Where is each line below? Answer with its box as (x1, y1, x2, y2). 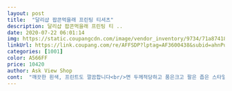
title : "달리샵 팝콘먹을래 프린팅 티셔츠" (7, 16, 114, 23)
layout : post (7, 10, 45, 17)
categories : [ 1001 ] (7, 49, 64, 55)
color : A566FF (7, 55, 48, 62)
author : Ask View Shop (7, 67, 72, 74)
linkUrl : (7, 42, 32, 49)
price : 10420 (7, 61, 45, 68)
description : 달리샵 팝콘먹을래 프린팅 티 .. (7, 23, 123, 29)
